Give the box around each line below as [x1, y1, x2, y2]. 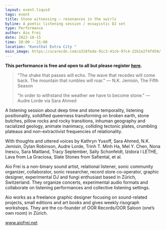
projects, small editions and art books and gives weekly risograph [5, 199, 140, 205]
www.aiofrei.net [5, 220, 38, 226]
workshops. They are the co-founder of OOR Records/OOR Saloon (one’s [5, 205, 155, 211]
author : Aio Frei [5, 30, 41, 35]
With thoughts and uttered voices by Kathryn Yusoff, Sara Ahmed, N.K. [5, 138, 150, 144]
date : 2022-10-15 [5, 35, 41, 40]
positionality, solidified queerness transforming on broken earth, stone [5, 112, 149, 118]
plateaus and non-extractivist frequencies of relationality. [5, 128, 123, 134]
